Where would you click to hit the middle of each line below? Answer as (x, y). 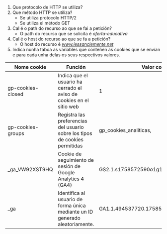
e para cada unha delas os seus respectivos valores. (66, 55)
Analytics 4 (71, 179)
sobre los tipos (75, 133)
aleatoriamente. (76, 224)
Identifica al (72, 193)
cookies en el (73, 100)
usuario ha (70, 82)
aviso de (68, 94)
